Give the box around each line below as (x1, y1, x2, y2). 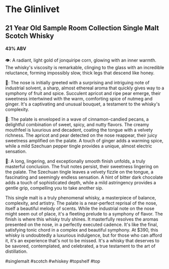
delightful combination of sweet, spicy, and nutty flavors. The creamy (5, 121, 149, 127)
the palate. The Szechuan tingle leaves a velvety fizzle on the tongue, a (5, 169, 154, 175)
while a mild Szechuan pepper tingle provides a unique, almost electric (5, 143, 152, 149)
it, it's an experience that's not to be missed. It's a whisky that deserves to (5, 237, 160, 243)
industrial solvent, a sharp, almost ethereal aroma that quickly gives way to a (5, 85, 164, 91)
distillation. (5, 248, 28, 254)
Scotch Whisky (5, 31, 54, 40)
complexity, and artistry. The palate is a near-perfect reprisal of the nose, (5, 200, 157, 206)
